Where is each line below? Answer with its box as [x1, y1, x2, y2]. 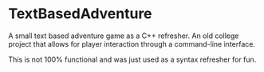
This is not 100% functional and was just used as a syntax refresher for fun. [8, 55, 257, 64]
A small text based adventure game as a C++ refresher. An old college [8, 31, 239, 40]
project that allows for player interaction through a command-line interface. [8, 39, 255, 48]
